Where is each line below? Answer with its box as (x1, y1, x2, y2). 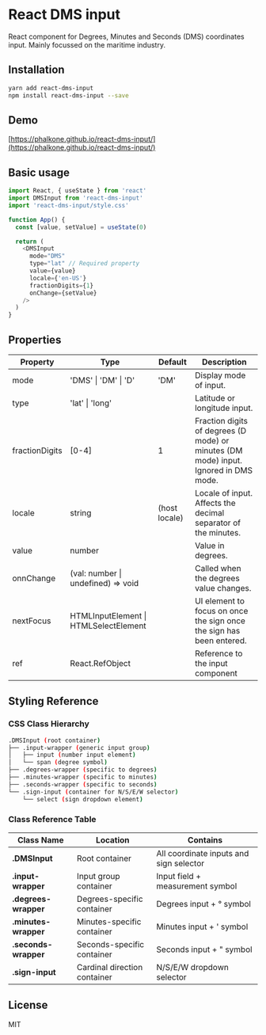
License (8, 999, 48, 1012)
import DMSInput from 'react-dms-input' (8, 194, 144, 202)
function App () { (8, 215, 66, 223)
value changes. (195, 582, 252, 593)
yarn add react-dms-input (8, 84, 93, 92)
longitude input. (195, 402, 253, 413)
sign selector (156, 858, 204, 869)
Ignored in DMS (195, 465, 253, 476)
